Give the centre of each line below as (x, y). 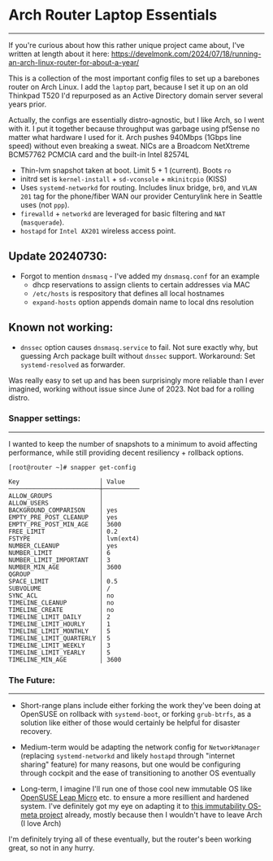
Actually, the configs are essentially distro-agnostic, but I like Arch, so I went (136, 120)
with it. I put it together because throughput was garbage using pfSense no (134, 129)
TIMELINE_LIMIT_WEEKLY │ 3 (60, 645)
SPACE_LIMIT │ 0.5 (63, 581)
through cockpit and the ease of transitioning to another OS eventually (138, 773)
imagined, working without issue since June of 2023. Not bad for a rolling (131, 389)
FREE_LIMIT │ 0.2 (63, 531)
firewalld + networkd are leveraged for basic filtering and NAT (123, 213)
